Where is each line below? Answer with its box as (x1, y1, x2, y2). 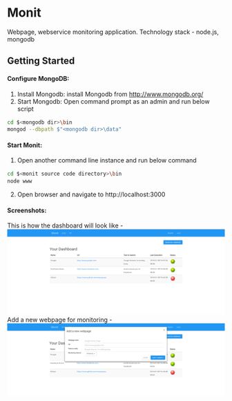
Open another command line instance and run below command (17, 156, 197, 165)
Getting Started (7, 55, 75, 67)
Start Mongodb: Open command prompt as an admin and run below (17, 97, 210, 105)
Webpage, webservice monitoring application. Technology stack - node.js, (7, 28, 219, 36)
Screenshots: (7, 206, 47, 214)
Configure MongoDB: (7, 74, 70, 82)
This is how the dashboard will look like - (7, 221, 124, 230)
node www (7, 178, 32, 185)
